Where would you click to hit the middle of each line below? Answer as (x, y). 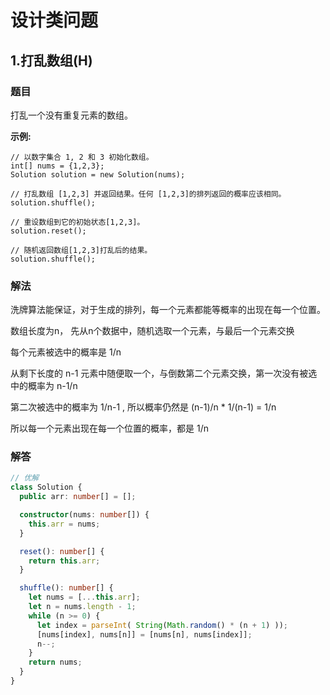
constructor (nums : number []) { (84, 515)
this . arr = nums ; (64, 524)
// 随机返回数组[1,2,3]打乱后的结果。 (81, 250)
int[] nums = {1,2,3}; (57, 166)
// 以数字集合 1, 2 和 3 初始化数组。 (82, 157)
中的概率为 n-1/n (44, 386)
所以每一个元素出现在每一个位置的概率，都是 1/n (109, 428)
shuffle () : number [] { (66, 588)
